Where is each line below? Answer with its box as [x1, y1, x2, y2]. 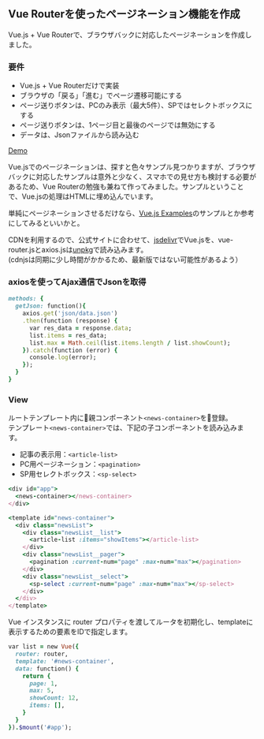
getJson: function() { [15, 302, 87, 310]
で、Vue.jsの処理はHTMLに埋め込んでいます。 [8, 192, 158, 201]
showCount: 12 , [28, 694, 80, 702]
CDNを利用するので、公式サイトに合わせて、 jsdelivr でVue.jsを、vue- [8, 235, 234, 244]
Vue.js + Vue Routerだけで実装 [19, 81, 120, 91]
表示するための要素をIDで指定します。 [8, 627, 132, 636]
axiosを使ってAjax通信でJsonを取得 [8, 277, 147, 288]
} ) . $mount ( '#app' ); [8, 723, 73, 731]
